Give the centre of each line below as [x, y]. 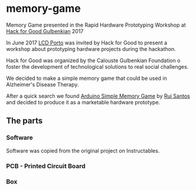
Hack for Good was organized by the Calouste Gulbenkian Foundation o [93, 60]
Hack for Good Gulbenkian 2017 [45, 31]
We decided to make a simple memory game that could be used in [86, 78]
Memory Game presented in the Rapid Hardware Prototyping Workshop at [96, 25]
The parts [24, 121]
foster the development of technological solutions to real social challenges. [97, 66]
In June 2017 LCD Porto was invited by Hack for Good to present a [87, 43]
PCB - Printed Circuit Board [46, 166]
